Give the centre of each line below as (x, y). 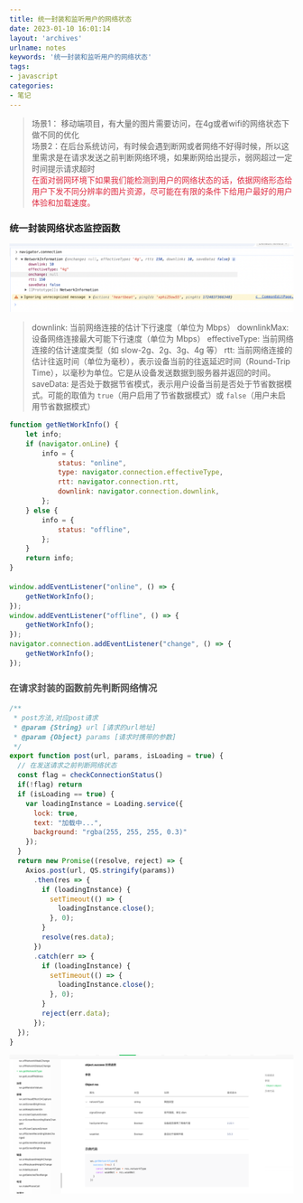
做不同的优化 (55, 135)
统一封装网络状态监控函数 (65, 228)
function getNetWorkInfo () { (64, 425)
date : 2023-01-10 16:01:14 (60, 28)
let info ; (44, 434)
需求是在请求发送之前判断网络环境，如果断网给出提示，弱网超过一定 (166, 157)
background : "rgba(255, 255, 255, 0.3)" (110, 832)
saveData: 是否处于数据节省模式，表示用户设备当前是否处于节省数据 (158, 384)
